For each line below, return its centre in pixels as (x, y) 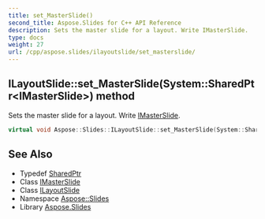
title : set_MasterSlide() (50, 15)
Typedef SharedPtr (50, 173)
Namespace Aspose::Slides (64, 199)
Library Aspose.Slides (55, 206)
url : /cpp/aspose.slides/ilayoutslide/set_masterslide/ (102, 52)
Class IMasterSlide (50, 181)
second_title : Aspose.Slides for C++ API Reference (95, 23)
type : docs (26, 37)
